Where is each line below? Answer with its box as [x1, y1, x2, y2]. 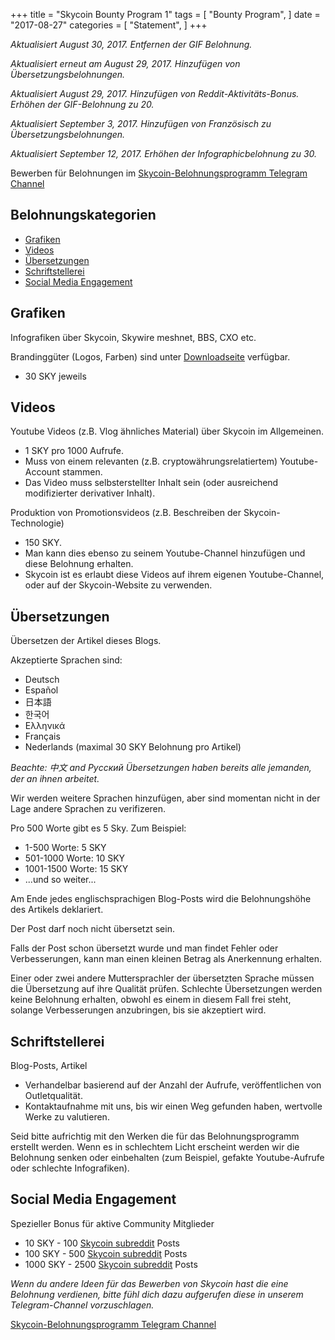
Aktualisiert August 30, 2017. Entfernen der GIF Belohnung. [10, 39, 253, 50]
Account [24, 466, 60, 478]
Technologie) [10, 517, 65, 529]
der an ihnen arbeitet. [10, 773, 100, 785]
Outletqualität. [24, 1090, 83, 1102]
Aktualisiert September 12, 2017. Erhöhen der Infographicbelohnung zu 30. [10, 148, 318, 159]
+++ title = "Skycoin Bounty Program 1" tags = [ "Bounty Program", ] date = [10, 9, 321, 20]
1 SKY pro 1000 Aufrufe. [24, 445, 124, 457]
